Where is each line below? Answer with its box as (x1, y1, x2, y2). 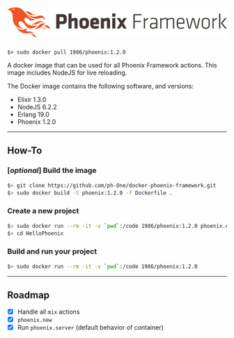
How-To (7, 144, 42, 156)
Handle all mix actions (17, 307, 80, 316)
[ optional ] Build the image (7, 165, 97, 175)
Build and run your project (7, 246, 97, 256)
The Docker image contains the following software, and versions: (7, 82, 194, 91)
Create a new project (7, 206, 79, 215)
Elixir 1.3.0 (17, 95, 47, 104)
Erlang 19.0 (17, 110, 50, 118)
